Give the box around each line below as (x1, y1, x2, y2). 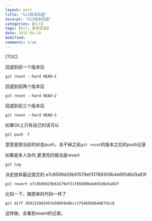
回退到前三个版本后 (5, 102, 45, 108)
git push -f (5, 132, 30, 137)
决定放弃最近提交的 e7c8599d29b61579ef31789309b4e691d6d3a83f (5, 171, 147, 177)
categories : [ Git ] (5, 21, 43, 26)
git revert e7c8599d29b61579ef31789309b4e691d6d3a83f (5, 181, 120, 186)
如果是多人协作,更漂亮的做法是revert (5, 152, 80, 158)
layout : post (5, 7, 32, 12)
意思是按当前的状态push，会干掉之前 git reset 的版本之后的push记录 (5, 141, 146, 147)
